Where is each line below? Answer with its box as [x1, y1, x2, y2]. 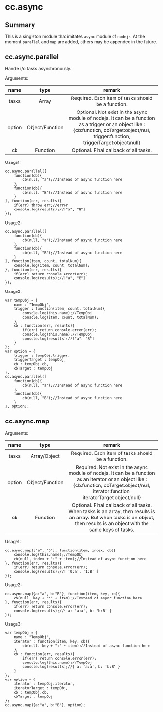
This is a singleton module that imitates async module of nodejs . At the [5, 33, 145, 39]
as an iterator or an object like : [77, 476, 147, 483]
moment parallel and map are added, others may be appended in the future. [5, 39, 158, 45]
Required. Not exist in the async [76, 464, 148, 470]
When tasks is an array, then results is [68, 508, 155, 515]
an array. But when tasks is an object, [69, 514, 155, 520]
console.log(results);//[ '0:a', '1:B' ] [14, 569, 98, 574]
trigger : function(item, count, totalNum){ [14, 306, 105, 311]
